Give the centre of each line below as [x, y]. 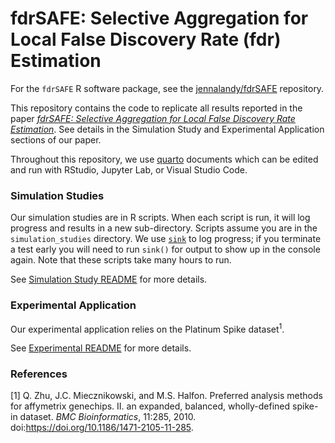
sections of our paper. [56, 139]
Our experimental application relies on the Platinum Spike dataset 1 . [147, 328]
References [39, 374]
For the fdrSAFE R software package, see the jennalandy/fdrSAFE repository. [167, 88]
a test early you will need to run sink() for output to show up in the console [165, 249]
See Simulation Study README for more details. [109, 279]
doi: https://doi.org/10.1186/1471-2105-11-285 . [102, 428]
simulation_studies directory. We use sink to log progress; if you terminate [166, 239]
